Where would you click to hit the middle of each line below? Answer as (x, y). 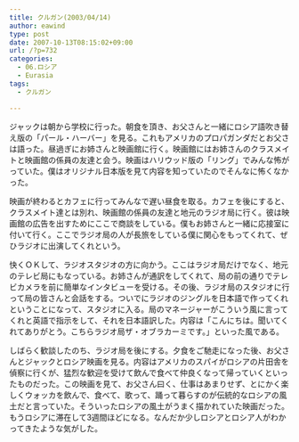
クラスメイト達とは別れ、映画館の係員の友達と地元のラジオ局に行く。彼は (145, 212)
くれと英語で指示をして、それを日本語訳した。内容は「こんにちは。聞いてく (149, 320)
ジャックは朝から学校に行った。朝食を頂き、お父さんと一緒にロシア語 (137, 127)
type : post (29, 34)
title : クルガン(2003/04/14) (60, 17)
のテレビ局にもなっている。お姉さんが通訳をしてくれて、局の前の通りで (141, 275)
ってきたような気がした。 (56, 428)
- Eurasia (35, 76)
